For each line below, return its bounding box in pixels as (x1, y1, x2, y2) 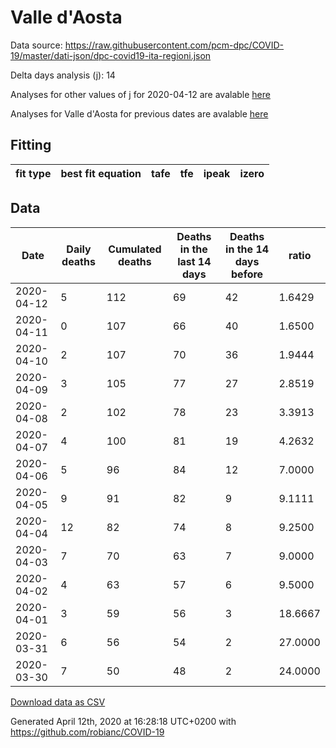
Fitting (10, 137, 52, 154)
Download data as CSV (10, 696, 106, 708)
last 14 (177, 254, 212, 268)
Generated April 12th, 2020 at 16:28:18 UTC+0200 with (10, 715, 237, 727)
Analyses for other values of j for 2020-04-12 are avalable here (10, 88, 271, 100)
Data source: (10, 39, 63, 51)
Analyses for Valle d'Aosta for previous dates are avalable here (10, 107, 269, 120)
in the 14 (225, 242, 270, 256)
